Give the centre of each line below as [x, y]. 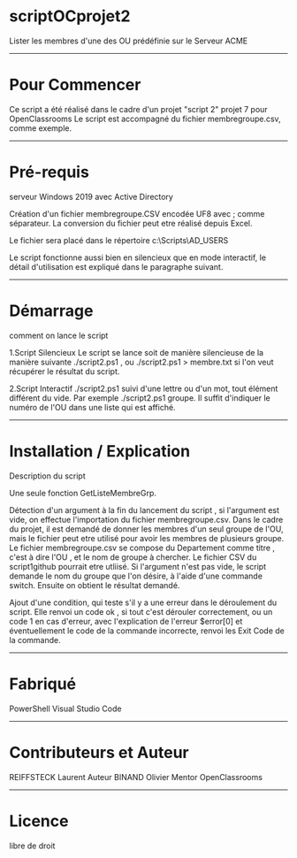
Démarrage [51, 310]
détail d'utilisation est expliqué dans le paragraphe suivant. [116, 266]
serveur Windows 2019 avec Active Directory [91, 196]
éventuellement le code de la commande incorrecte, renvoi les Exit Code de [147, 631]
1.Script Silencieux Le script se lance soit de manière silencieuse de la [136, 352]
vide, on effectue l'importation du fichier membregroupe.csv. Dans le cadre [146, 519]
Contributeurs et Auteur [99, 752]
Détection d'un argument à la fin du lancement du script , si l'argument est [145, 509]
